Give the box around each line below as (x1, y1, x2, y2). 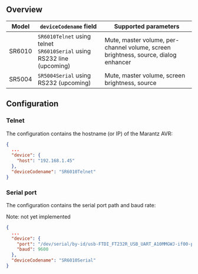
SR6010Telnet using (38, 32, 91, 40)
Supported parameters (114, 22, 180, 30)
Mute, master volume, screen (104, 71, 186, 79)
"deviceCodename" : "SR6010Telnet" (11, 168, 96, 175)
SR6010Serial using (38, 47, 91, 55)
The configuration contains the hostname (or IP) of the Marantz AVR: (6, 130, 173, 137)
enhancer (104, 58, 131, 66)
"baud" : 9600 (16, 246, 49, 253)
